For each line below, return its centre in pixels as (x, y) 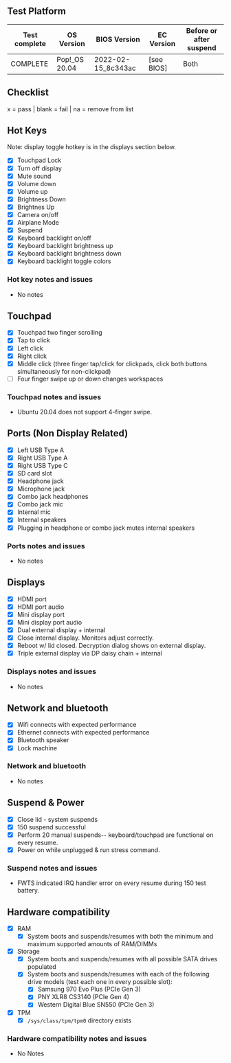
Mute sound (34, 176)
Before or (202, 30)
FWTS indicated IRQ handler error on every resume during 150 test (111, 883)
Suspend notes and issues (52, 868)
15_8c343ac (115, 68)
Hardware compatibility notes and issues (77, 1038)
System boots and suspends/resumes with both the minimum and (120, 937)
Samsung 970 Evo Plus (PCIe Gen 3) (89, 989)
